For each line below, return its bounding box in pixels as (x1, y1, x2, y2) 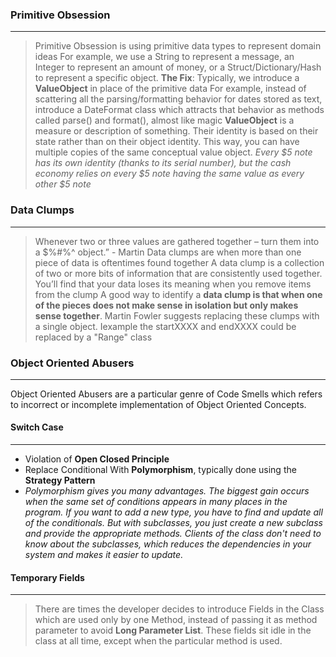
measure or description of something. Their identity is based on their (34, 125, 319, 137)
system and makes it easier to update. (24, 549, 184, 561)
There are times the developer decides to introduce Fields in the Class (34, 603, 325, 615)
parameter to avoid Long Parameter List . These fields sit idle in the (34, 624, 312, 637)
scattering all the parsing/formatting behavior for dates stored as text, (34, 93, 323, 105)
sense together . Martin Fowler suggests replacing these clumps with (34, 309, 320, 322)
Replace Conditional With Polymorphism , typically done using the (24, 464, 297, 476)
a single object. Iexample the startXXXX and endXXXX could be (34, 320, 297, 332)
